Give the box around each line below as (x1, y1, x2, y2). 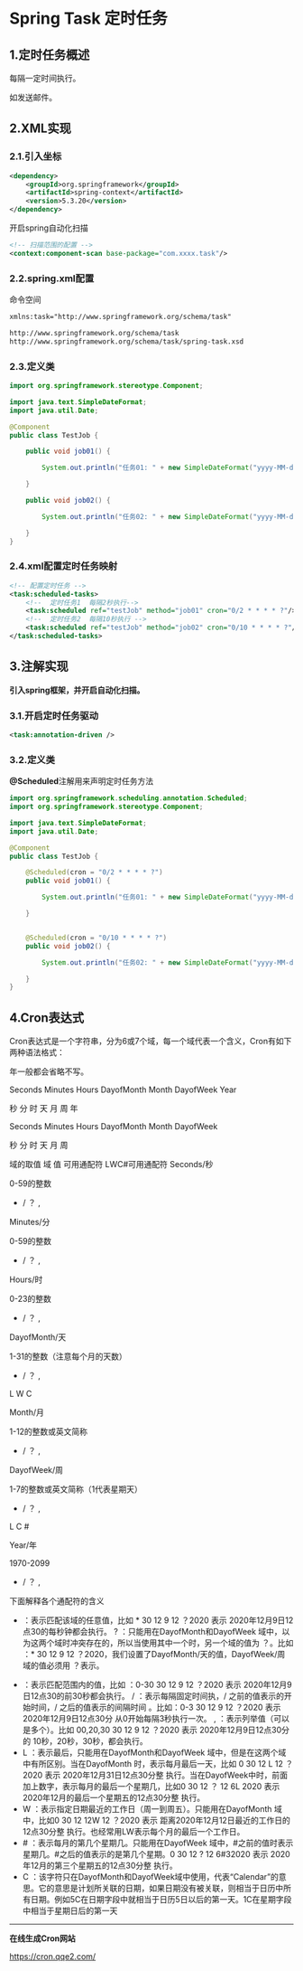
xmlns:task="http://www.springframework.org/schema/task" (9, 313, 232, 322)
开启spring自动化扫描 (9, 222, 88, 233)
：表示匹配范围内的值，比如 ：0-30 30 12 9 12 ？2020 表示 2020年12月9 (22, 1679, 292, 1691)
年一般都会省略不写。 (9, 1066, 88, 1077)
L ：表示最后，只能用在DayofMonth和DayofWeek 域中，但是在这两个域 (22, 1747, 287, 1759)
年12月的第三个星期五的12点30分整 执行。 (22, 1860, 178, 1872)
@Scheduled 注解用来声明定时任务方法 (9, 776, 154, 787)
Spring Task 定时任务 (9, 8, 169, 29)
